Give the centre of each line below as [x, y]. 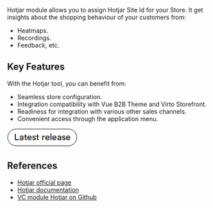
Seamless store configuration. [59, 96]
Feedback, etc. [38, 45]
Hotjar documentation [48, 189]
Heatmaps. [33, 31]
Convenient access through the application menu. [88, 118]
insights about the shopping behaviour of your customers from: [97, 17]
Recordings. [34, 38]
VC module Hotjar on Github [57, 197]
